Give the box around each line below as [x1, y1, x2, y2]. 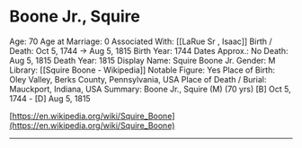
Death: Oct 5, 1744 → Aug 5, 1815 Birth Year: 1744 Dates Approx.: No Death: [9, 45, 289, 56]
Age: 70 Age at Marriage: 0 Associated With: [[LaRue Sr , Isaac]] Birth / [9, 36, 272, 47]
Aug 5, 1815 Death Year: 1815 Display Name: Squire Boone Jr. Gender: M [9, 55, 276, 65]
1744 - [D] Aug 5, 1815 [9, 92, 92, 104]
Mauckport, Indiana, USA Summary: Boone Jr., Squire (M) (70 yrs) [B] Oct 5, [9, 83, 291, 94]
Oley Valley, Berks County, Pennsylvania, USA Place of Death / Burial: [9, 74, 267, 84]
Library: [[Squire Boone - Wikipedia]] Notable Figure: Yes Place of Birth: [9, 65, 276, 75]
